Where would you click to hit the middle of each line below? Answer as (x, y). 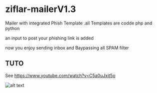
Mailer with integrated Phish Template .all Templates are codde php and (79, 23)
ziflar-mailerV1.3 (41, 9)
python (12, 28)
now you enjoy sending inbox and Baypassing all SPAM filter (67, 47)
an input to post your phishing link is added (49, 38)
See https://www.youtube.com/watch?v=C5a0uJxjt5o (60, 75)
